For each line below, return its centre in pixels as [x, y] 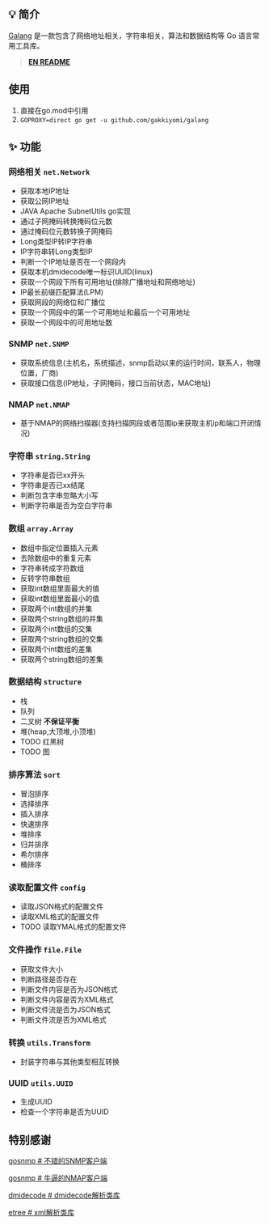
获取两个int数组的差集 [56, 649]
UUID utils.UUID [41, 1083]
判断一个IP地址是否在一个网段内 [73, 262]
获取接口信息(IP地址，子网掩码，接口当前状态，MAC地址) [116, 383]
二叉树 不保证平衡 [49, 721]
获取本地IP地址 [45, 191]
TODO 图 [35, 752]
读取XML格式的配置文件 [59, 917]
